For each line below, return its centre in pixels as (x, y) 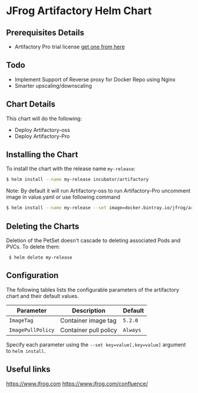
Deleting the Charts (43, 226)
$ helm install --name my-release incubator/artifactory (77, 180)
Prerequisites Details (45, 33)
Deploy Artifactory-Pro (42, 136)
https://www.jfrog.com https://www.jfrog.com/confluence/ (77, 384)
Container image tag (88, 321)
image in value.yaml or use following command (63, 197)
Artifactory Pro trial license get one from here (70, 47)
